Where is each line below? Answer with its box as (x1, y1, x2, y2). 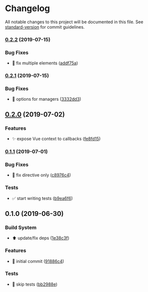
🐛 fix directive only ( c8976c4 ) (12, 172, 71, 178)
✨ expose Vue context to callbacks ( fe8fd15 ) (12, 136, 101, 142)
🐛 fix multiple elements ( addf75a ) (12, 60, 78, 66)
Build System (5, 224, 37, 231)
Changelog (5, 3, 50, 14)
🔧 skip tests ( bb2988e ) (12, 281, 58, 287)
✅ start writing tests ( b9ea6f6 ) (12, 195, 73, 201)
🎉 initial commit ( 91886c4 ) (12, 258, 64, 264)
